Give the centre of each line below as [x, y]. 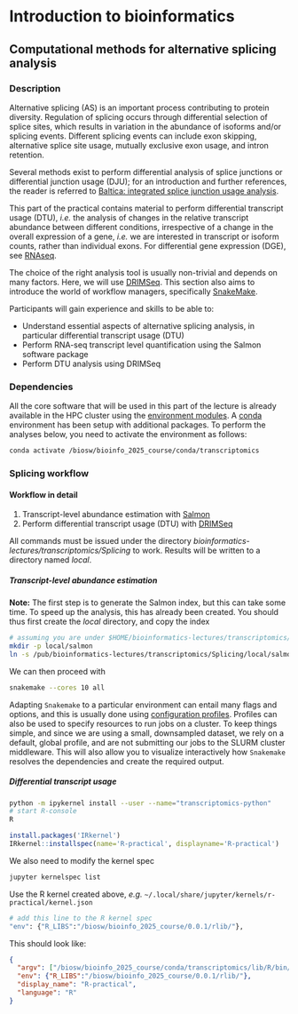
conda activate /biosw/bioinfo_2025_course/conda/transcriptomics [134, 451]
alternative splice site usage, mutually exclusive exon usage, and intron [139, 145]
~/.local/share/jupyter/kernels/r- [210, 895]
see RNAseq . [33, 255]
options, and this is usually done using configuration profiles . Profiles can [143, 714]
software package [55, 354]
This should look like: [48, 943]
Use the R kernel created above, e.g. [76, 894]
